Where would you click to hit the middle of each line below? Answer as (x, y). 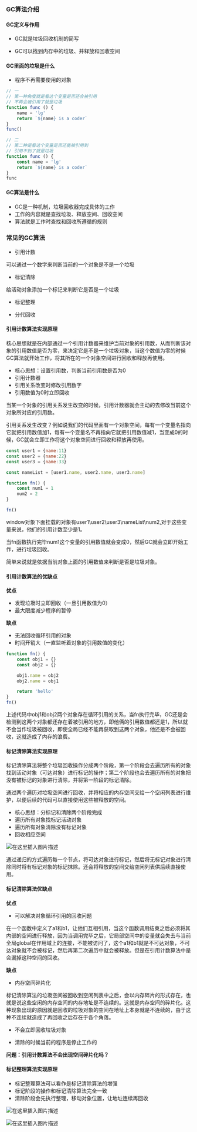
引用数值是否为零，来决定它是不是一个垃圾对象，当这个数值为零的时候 (101, 351)
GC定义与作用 (23, 24)
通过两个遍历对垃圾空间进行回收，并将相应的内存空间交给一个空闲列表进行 (96, 792)
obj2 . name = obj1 (38, 681)
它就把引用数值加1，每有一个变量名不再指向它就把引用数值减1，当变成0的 (95, 432)
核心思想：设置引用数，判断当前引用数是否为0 (70, 371)
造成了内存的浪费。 (50, 736)
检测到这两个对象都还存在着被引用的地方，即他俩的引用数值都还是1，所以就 (97, 722)
